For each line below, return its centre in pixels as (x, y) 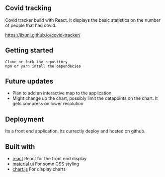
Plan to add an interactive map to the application (62, 93)
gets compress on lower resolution (48, 104)
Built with (20, 147)
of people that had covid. (31, 25)
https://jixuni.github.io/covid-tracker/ (43, 35)
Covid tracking (29, 8)
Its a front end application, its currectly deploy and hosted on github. (75, 131)
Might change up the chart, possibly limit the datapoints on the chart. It (85, 98)
